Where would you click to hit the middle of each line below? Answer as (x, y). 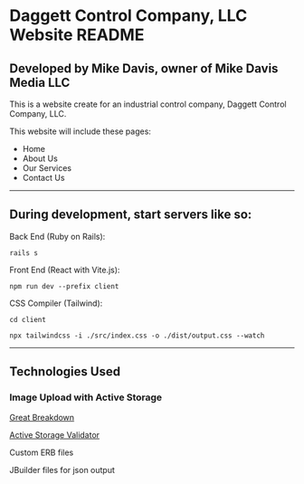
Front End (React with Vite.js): (65, 270)
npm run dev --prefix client (64, 286)
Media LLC (40, 82)
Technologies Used (65, 372)
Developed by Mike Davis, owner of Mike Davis (144, 68)
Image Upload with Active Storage (86, 397)
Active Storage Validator (55, 434)
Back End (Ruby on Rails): (57, 236)
